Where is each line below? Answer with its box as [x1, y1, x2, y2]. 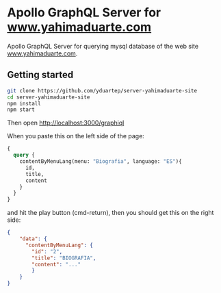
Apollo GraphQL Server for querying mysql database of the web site [7, 42, 199, 50]
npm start [7, 106, 36, 114]
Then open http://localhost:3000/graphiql [7, 118, 125, 127]
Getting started [7, 69, 74, 81]
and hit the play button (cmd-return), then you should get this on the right [7, 209, 214, 217]
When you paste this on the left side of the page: [7, 132, 145, 140]
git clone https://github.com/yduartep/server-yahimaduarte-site [7, 87, 197, 94]
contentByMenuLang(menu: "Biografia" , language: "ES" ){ [19, 158, 183, 165]
